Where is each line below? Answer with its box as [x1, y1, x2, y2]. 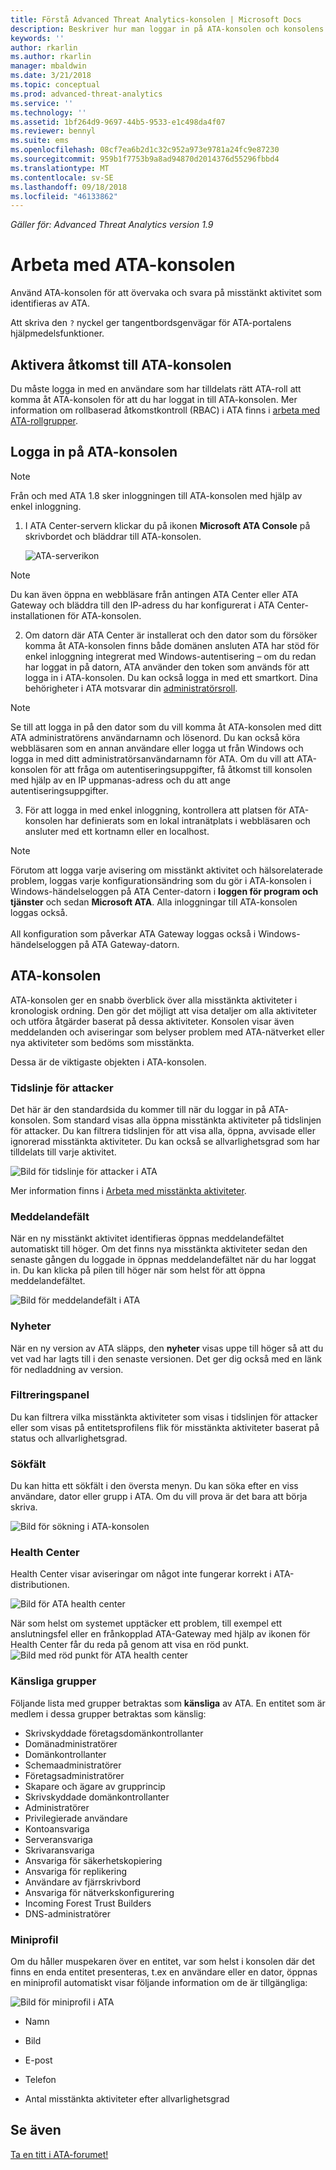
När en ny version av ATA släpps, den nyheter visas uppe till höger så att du [10, 1342, 324, 1354]
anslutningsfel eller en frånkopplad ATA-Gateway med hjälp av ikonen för [10, 1628, 311, 1640]
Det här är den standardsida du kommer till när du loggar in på [10, 1103, 267, 1115]
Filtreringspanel [10, 1388, 90, 1402]
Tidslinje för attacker [10, 1081, 114, 1095]
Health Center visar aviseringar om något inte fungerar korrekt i [10, 1568, 272, 1580]
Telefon [24, 2074, 57, 2085]
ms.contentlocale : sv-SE [10, 172, 114, 183]
